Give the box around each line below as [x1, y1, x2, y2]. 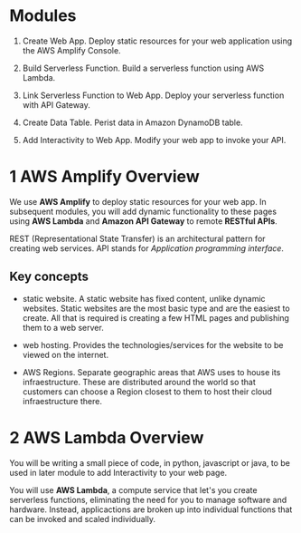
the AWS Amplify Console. [22, 44, 121, 55]
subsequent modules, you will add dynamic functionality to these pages [9, 206, 277, 217]
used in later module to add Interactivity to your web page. [9, 467, 228, 478]
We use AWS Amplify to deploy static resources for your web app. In [9, 196, 267, 207]
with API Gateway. [22, 99, 90, 110]
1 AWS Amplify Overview [9, 167, 201, 187]
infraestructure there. [22, 395, 102, 406]
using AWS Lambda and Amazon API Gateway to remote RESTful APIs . [9, 215, 277, 227]
